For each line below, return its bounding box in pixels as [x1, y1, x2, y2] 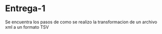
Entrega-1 [5, 3, 46, 14]
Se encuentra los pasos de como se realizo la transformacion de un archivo [5, 19, 158, 25]
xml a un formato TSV [5, 24, 49, 30]
